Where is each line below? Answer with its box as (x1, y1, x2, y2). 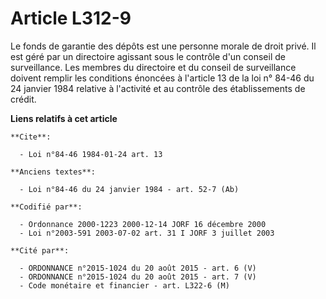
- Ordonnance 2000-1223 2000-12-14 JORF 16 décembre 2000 (19, 219, 267, 229)
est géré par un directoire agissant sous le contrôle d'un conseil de (10, 50, 286, 62)
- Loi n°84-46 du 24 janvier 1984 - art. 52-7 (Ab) (19, 184, 240, 194)
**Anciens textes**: (10, 167, 97, 177)
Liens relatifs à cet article (10, 112, 118, 124)
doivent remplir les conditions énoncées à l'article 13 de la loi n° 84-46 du (10, 72, 315, 84)
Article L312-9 (10, 7, 132, 30)
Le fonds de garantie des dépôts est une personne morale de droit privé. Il (10, 40, 317, 52)
